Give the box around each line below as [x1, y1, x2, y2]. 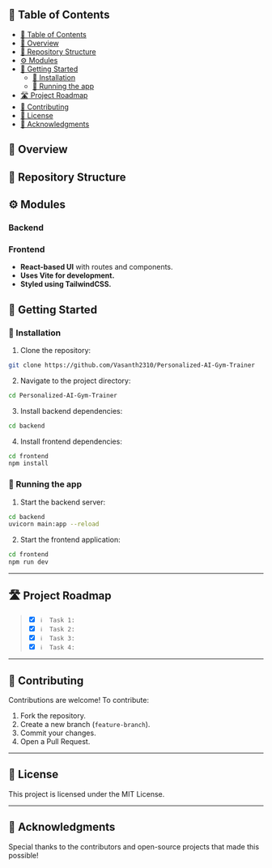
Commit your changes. [19, 728, 96, 738]
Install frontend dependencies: [19, 436, 123, 446]
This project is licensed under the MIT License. [8, 789, 165, 798]
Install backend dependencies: [19, 406, 123, 415]
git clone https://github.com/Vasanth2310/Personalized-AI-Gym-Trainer [8, 361, 255, 369]
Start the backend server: [19, 497, 106, 507]
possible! [8, 850, 39, 860]
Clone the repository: [19, 345, 91, 355]
